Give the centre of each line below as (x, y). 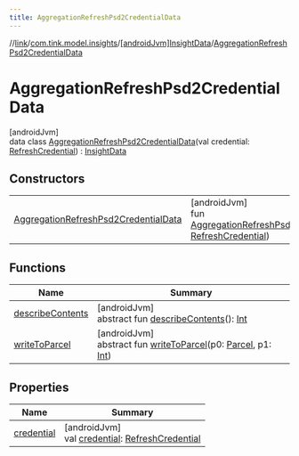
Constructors (47, 179)
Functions (38, 268)
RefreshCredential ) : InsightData (68, 151)
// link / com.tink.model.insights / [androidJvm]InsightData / (112, 43)
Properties (39, 387)
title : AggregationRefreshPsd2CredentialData (95, 17)
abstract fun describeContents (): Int (172, 319)
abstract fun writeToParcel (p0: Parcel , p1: (184, 345)
